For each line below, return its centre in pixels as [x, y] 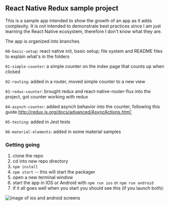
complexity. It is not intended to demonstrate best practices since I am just [83, 26]
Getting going [22, 145]
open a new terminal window [43, 178]
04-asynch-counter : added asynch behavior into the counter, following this [83, 107]
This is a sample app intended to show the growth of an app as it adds [79, 20]
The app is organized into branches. [43, 41]
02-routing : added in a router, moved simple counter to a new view [75, 81]
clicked [13, 72]
